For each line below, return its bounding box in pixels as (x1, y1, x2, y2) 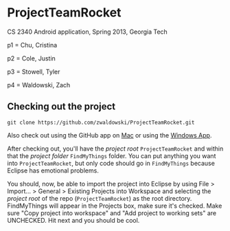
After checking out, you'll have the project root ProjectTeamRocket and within (7, 144, 224, 153)
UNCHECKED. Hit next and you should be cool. (7, 216, 140, 224)
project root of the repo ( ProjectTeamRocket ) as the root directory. (7, 194, 192, 202)
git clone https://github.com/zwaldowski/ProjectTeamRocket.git (7, 119, 195, 126)
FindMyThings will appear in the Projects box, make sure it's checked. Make (7, 201, 222, 210)
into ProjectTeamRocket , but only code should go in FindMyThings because (7, 159, 215, 167)
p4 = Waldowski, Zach (7, 80, 71, 89)
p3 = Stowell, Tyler (7, 67, 60, 76)
